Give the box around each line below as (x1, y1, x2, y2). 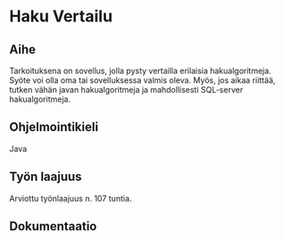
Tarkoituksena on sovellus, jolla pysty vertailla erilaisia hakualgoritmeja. (9, 65, 271, 76)
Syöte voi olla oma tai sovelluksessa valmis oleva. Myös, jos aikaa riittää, (9, 75, 276, 86)
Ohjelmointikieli (9, 120, 99, 135)
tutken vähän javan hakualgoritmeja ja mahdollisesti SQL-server (9, 85, 244, 95)
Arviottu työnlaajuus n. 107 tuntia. (9, 193, 132, 203)
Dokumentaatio (9, 219, 97, 234)
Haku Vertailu (9, 6, 113, 27)
